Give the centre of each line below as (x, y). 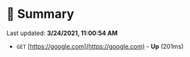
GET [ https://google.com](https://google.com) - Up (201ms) (100, 46)
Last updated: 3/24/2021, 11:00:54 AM (62, 33)
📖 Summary (40, 14)
